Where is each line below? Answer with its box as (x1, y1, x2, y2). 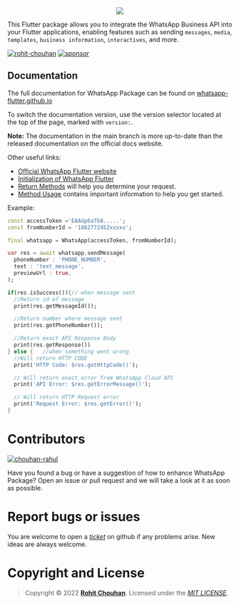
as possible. (7, 483, 43, 492)
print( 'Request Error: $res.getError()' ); (14, 401, 142, 408)
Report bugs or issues (7, 509, 141, 525)
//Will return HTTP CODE (14, 354, 88, 362)
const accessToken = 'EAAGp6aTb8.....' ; (7, 217, 126, 224)
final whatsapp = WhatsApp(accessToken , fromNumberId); (7, 236, 177, 244)
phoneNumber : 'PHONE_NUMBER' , (14, 256, 107, 263)
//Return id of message (14, 296, 84, 303)
